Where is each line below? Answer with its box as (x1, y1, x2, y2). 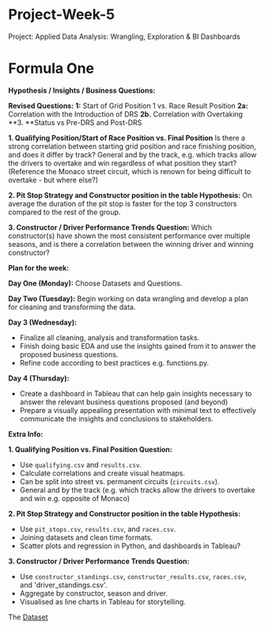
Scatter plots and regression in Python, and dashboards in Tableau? (19, 540, 241, 551)
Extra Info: (8, 429, 44, 438)
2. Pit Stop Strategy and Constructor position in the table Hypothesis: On (8, 190, 252, 199)
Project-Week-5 (8, 6, 115, 24)
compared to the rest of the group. (8, 207, 121, 217)
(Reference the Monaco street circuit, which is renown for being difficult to (8, 166, 252, 176)
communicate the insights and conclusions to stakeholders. (19, 414, 214, 423)
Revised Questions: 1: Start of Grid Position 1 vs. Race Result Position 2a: (8, 100, 248, 110)
